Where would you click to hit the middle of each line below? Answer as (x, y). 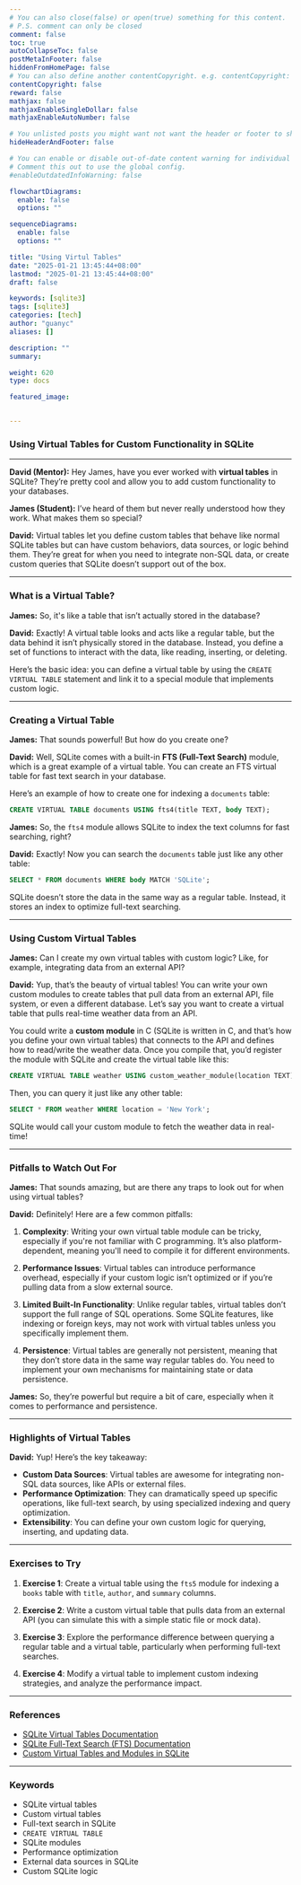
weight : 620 (31, 373)
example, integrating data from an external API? (97, 967)
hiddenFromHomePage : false (60, 68)
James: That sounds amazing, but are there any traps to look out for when (146, 1187)
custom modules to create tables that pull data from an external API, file (142, 994)
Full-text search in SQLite (69, 1824)
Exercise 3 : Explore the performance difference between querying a (148, 1637)
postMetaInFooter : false (56, 59)
